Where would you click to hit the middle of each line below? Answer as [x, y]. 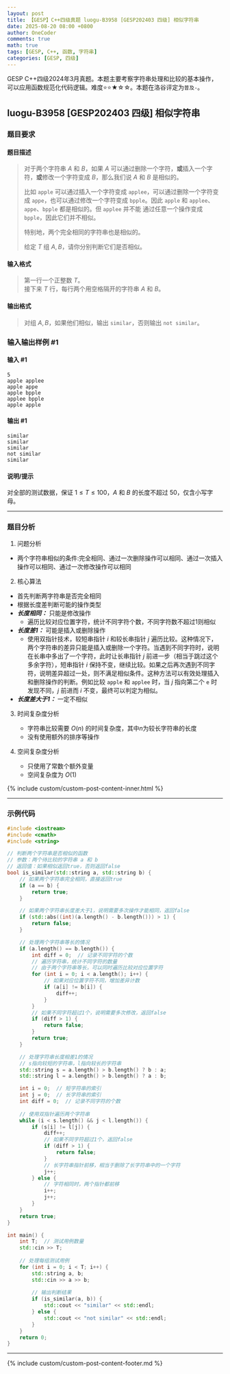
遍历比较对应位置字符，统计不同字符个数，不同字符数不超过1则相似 [122, 621]
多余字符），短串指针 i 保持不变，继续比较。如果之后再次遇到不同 [118, 665]
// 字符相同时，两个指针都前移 [81, 1184]
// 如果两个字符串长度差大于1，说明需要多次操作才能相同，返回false [105, 911]
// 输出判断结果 [52, 1293]
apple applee [26, 381]
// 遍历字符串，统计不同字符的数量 [75, 962]
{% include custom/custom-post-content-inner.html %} [85, 788]
